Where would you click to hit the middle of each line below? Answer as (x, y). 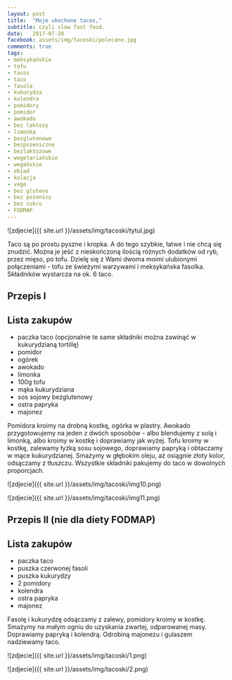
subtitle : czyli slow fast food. (56, 27)
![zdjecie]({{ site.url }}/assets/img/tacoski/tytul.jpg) (81, 230)
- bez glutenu (28, 191)
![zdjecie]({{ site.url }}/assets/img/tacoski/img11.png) (84, 498)
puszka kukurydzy (44, 576)
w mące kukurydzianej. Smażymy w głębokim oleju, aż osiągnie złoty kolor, (116, 456)
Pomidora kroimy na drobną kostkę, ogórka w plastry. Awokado (99, 426)
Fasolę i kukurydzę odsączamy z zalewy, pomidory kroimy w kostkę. (107, 619)
